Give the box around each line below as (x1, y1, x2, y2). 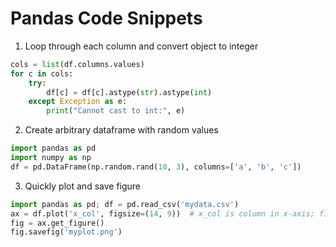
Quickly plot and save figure (24, 180, 142, 192)
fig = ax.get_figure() (10, 218, 105, 228)
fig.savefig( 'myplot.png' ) (10, 227, 123, 237)
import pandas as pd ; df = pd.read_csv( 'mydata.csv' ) (10, 199, 240, 209)
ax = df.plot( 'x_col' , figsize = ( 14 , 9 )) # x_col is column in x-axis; (10, 208, 315, 219)
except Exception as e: (28, 97, 128, 107)
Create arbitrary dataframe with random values (24, 124, 219, 136)
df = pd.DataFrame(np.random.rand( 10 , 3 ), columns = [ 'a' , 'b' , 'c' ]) (10, 162, 302, 172)
